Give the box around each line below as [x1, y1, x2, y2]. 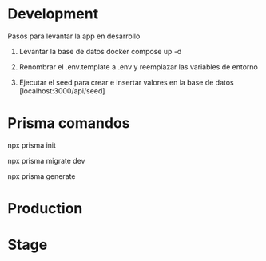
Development [7, 5, 99, 23]
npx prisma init [7, 140, 57, 150]
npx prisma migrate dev [7, 156, 85, 165]
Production [7, 200, 83, 218]
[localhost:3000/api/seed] [18, 85, 105, 96]
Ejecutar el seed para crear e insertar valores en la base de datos [18, 77, 234, 87]
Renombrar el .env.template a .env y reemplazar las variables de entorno [18, 61, 259, 72]
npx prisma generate [7, 171, 76, 180]
